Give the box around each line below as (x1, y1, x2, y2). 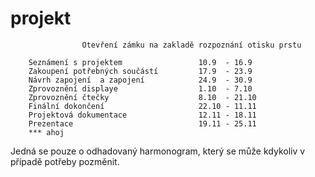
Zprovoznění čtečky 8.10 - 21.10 (28, 92, 257, 102)
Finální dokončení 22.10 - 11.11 (28, 101, 257, 111)
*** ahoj (28, 127, 65, 137)
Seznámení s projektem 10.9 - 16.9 (28, 57, 253, 67)
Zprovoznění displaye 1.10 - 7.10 (28, 83, 253, 94)
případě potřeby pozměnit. (10, 155, 120, 167)
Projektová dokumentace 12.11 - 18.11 (28, 110, 257, 120)
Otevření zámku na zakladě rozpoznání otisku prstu (81, 40, 302, 50)
